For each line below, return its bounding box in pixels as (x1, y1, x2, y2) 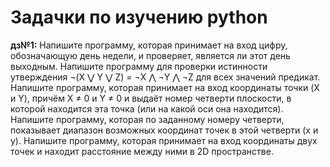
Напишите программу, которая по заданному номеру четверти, (10, 113, 285, 125)
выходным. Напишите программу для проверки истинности (10, 60, 268, 72)
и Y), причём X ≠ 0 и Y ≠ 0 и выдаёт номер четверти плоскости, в (10, 92, 292, 104)
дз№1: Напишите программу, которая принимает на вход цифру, (10, 39, 288, 51)
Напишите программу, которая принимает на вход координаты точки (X (10, 81, 320, 93)
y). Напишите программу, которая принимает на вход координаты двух (10, 134, 318, 146)
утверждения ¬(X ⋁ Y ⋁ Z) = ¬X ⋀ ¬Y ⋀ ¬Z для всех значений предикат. (10, 71, 321, 83)
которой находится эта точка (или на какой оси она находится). (10, 102, 284, 115)
